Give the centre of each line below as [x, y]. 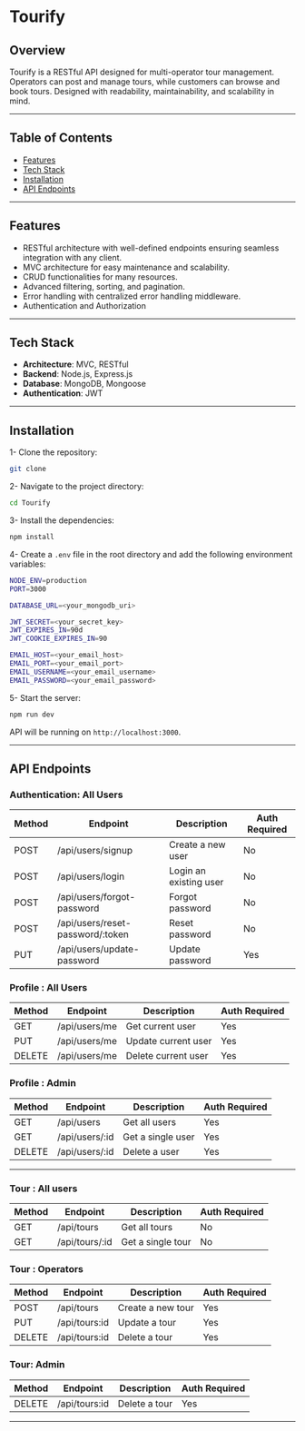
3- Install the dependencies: [62, 520]
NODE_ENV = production [49, 580]
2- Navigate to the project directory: [77, 487]
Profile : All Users [49, 988]
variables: [28, 564]
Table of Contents [61, 138]
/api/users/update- [98, 949]
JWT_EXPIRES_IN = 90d [46, 630]
